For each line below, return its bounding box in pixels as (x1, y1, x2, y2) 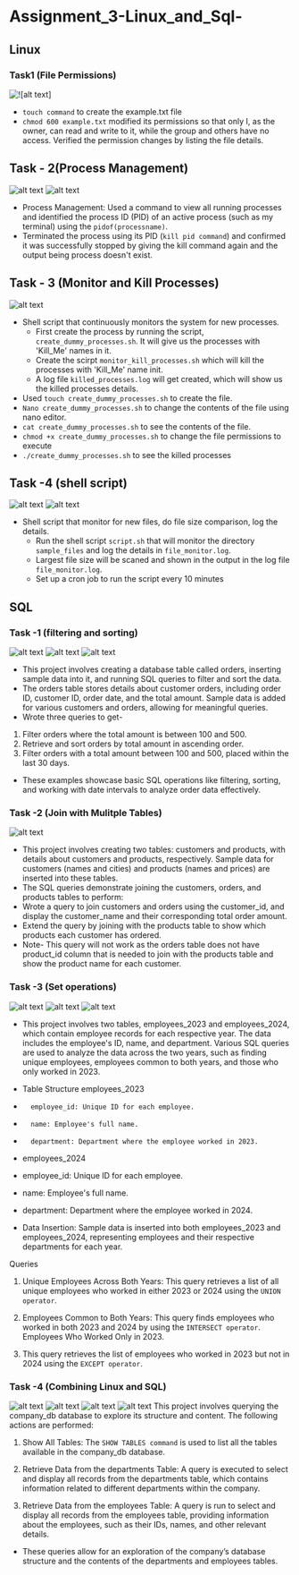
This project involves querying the (153, 1400, 279, 1411)
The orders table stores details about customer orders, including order (21, 683, 281, 694)
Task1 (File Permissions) (9, 69, 117, 81)
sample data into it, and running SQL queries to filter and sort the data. (21, 674, 282, 684)
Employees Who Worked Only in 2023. (21, 1331, 165, 1341)
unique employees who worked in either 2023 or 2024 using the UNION (21, 1285, 281, 1296)
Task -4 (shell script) (9, 475, 128, 490)
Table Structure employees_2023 (21, 1083, 145, 1094)
